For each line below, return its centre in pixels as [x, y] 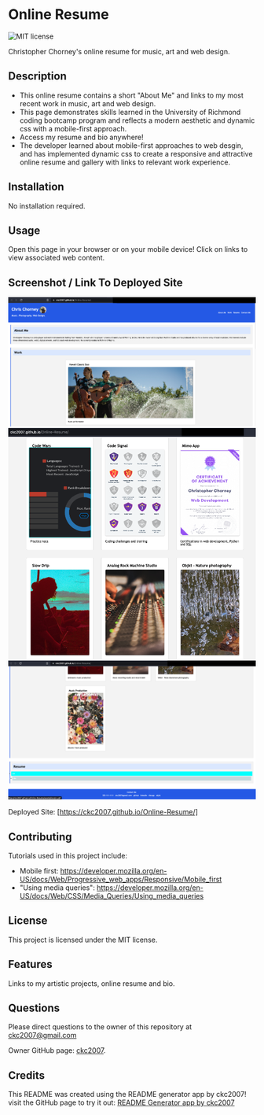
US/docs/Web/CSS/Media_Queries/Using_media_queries [112, 895]
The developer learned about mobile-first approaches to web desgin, [131, 145]
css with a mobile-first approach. [73, 128]
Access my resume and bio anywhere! [81, 137]
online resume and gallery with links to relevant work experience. [125, 162]
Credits [27, 1075]
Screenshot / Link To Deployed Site [95, 282]
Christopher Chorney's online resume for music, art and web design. [119, 51]
